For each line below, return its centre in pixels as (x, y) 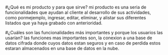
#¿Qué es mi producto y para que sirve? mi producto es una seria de (76, 7)
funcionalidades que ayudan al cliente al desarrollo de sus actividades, (78, 12)
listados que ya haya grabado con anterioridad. (54, 23)
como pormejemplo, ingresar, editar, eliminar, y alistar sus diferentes (76, 18)
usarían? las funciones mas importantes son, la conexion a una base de (79, 38)
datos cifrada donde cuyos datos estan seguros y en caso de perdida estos (83, 43)
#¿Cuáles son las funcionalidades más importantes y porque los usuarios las (84, 32)
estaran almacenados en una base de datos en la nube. (62, 48)
